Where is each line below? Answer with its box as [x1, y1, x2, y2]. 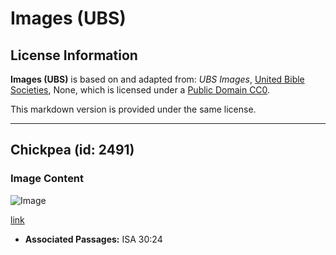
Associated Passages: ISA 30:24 [24, 233, 163, 245]
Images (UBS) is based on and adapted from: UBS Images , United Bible [10, 73, 305, 85]
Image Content [10, 172, 85, 186]
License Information [10, 47, 138, 64]
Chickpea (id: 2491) [10, 142, 135, 159]
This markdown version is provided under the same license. [10, 103, 257, 115]
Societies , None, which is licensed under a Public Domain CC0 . [10, 84, 271, 96]
